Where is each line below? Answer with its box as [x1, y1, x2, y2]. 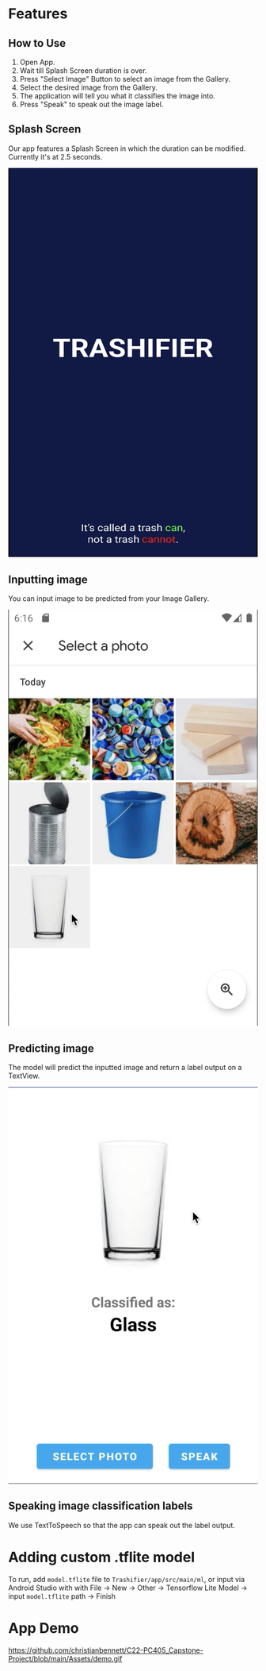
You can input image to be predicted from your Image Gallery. [8, 593, 210, 603]
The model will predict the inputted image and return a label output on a [8, 1062, 242, 1072]
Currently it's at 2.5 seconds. [8, 152, 103, 161]
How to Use [8, 37, 66, 50]
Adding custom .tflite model [8, 1549, 196, 1566]
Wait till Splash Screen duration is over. [19, 66, 147, 75]
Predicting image [8, 1041, 94, 1055]
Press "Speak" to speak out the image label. [19, 100, 164, 109]
